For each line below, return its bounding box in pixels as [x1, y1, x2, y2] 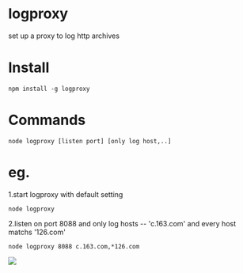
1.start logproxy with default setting [8, 189, 123, 199]
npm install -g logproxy [8, 85, 90, 93]
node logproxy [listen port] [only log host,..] [8, 137, 172, 145]
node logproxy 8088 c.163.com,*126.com [8, 242, 140, 250]
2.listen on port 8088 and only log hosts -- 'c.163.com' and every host [8, 218, 236, 228]
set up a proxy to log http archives [8, 31, 120, 40]
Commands [8, 112, 86, 129]
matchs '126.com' [8, 227, 66, 237]
